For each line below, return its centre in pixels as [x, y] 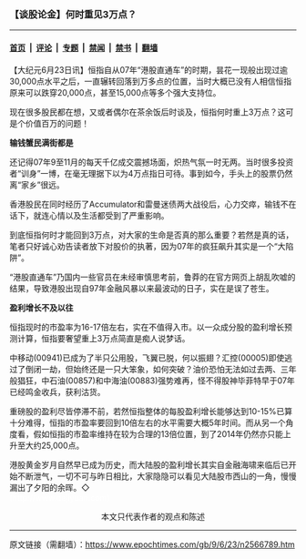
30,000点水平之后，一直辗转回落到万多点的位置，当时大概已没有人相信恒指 [151, 81]
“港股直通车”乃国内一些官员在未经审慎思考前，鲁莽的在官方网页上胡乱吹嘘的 [153, 277]
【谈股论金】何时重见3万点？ [73, 14]
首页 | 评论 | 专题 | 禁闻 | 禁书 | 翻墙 [84, 47]
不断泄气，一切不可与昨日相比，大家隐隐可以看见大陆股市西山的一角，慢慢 [157, 476]
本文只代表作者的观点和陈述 [153, 516]
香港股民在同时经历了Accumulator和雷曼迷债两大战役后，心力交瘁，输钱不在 [153, 204]
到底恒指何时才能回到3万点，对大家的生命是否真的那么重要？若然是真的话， [152, 235]
